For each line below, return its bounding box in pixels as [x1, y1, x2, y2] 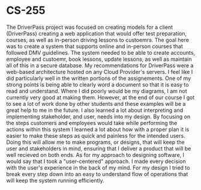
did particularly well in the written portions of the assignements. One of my [6, 75, 191, 82]
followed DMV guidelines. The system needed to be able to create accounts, [6, 49, 196, 56]
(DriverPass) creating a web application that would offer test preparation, [6, 29, 187, 37]
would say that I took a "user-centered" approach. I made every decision [6, 158, 186, 165]
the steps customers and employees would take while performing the [6, 119, 178, 126]
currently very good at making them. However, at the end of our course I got [6, 94, 195, 101]
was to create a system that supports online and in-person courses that [6, 43, 183, 50]
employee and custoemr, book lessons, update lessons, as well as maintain [6, 55, 192, 63]
